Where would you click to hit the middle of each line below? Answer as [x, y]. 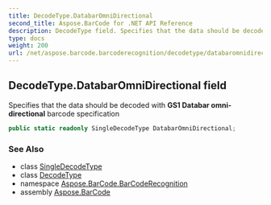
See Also [26, 149]
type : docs [27, 38]
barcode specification [83, 113]
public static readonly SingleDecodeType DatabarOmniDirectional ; [122, 128]
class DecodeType [51, 174]
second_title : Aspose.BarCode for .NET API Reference [101, 23]
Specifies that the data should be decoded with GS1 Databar [109, 105]
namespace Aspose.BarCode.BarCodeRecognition [104, 183]
